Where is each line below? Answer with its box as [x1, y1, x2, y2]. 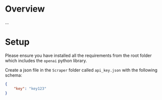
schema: [5, 72, 22, 78]
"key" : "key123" [14, 86, 47, 91]
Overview [5, 3, 45, 15]
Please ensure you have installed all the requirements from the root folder [5, 52, 152, 58]
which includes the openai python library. [5, 57, 87, 64]
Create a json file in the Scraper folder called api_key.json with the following [5, 67, 158, 73]
